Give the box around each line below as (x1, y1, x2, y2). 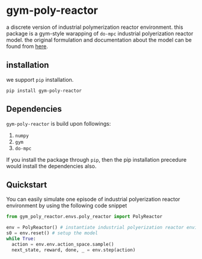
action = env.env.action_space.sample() (11, 241, 114, 247)
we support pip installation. (6, 76, 74, 83)
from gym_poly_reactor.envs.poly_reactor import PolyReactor (6, 214, 163, 220)
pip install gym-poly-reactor (6, 88, 82, 94)
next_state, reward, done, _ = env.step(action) (11, 247, 136, 253)
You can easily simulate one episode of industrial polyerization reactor (6, 196, 180, 203)
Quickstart (6, 180, 47, 190)
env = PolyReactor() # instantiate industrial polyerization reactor (6, 225, 185, 231)
